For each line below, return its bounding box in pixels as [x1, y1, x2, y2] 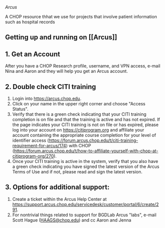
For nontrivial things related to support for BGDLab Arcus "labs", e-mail [12, 212, 157, 218]
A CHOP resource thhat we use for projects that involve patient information [5, 14, 157, 19]
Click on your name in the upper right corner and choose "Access [12, 101, 146, 107]
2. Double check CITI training [5, 82, 96, 91]
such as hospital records [5, 19, 55, 25]
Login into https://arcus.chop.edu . [12, 96, 82, 101]
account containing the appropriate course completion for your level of [12, 132, 156, 138]
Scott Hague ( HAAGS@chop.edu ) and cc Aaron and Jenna [12, 217, 132, 223]
